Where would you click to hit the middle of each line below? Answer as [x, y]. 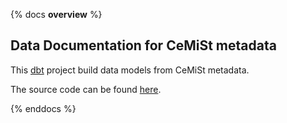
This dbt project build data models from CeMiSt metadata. [130, 70]
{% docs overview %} [56, 14]
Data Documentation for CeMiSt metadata [143, 45]
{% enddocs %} [43, 108]
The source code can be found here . [86, 89]
